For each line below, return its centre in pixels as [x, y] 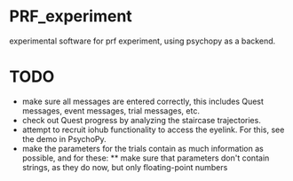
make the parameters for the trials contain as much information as [143, 148]
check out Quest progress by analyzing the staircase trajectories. [142, 120]
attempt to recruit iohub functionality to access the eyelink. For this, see [153, 130]
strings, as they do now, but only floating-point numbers [125, 167]
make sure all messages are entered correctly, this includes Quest [143, 101]
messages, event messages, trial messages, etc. [111, 110]
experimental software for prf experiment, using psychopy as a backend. [143, 41]
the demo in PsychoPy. [64, 138]
